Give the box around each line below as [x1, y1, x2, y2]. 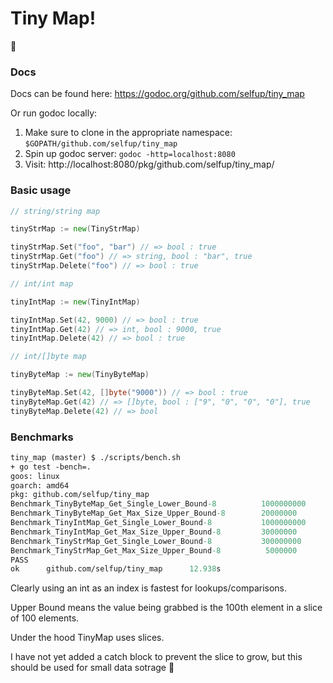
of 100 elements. [10, 612, 80, 624]
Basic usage [10, 183, 72, 197]
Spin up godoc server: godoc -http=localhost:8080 [24, 148, 236, 160]
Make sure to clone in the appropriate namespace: [24, 127, 233, 139]
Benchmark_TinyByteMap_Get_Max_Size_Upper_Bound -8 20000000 [10, 508, 298, 519]
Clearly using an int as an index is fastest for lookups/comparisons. [10, 582, 288, 594]
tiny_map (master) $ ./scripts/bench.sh [10, 452, 182, 462]
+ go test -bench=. [10, 462, 92, 472]
